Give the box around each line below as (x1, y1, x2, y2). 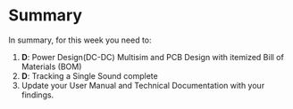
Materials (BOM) (21, 61, 82, 72)
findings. (21, 90, 54, 100)
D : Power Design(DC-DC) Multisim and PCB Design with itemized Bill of (21, 51, 285, 62)
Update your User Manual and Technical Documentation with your (21, 80, 265, 90)
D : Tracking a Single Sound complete (21, 70, 158, 81)
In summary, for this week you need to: (8, 35, 153, 45)
